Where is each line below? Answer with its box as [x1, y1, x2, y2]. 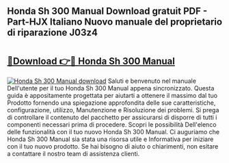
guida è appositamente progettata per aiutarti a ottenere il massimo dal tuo [7, 92, 217, 99]
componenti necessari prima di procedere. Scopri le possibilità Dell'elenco [7, 121, 217, 129]
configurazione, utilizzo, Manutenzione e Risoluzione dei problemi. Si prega [7, 106, 219, 114]
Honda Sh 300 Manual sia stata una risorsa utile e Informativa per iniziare [7, 135, 214, 143]
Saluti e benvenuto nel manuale [107, 77, 197, 85]
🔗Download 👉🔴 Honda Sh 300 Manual [7, 55, 176, 67]
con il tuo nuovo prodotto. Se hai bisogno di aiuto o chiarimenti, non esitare [7, 142, 219, 150]
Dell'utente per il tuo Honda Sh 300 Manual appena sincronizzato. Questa [7, 84, 215, 92]
